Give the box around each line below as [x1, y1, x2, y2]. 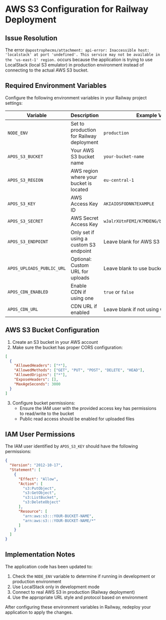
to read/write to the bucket [19, 410, 74, 416]
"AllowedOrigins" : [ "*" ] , [14, 373, 68, 378]
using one [71, 295, 94, 302]
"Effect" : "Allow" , [18, 476, 58, 481]
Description [71, 112, 99, 119]
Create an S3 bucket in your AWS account [12, 339, 98, 345]
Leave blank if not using [103, 306, 159, 312]
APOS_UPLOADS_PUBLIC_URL [7, 265, 66, 271]
